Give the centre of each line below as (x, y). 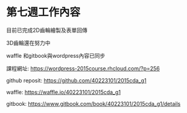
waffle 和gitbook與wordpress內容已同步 (56, 55)
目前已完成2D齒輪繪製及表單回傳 (47, 30)
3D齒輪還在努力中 (28, 43)
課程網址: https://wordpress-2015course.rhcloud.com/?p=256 (83, 68)
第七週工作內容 (43, 12)
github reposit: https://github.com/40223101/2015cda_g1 (76, 80)
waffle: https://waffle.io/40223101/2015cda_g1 (64, 92)
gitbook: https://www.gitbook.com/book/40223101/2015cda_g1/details (93, 103)
